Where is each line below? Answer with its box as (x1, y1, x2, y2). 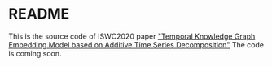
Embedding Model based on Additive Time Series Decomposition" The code (8, 39, 265, 49)
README (8, 5, 70, 23)
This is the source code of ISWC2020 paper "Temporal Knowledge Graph (8, 31, 256, 41)
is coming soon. (8, 48, 63, 58)
